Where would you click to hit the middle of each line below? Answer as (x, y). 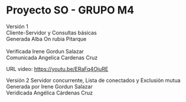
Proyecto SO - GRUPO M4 (70, 10)
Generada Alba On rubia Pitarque (46, 39)
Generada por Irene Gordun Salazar (49, 86)
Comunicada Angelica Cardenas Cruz (52, 57)
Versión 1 (17, 26)
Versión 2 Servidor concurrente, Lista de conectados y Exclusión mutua (94, 80)
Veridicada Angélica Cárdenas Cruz (50, 93)
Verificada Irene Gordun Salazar (45, 51)
